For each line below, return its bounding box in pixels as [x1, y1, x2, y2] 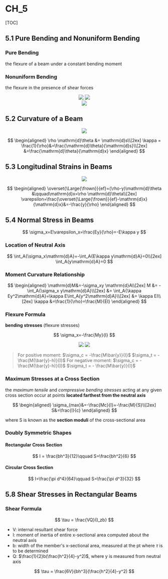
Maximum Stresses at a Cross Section [5, 375, 100, 382]
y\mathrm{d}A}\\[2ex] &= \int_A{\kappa [60, 287, 142, 294]
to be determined [12, 548, 49, 554]
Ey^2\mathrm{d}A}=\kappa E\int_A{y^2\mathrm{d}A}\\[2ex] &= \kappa [7, 293, 153, 299]
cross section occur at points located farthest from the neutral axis [5, 392, 146, 398]
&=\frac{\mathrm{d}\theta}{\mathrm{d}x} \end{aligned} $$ [23, 148, 145, 154]
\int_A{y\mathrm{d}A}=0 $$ [55, 258, 113, 264]
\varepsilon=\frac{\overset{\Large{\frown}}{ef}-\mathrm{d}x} [21, 196, 148, 202]
